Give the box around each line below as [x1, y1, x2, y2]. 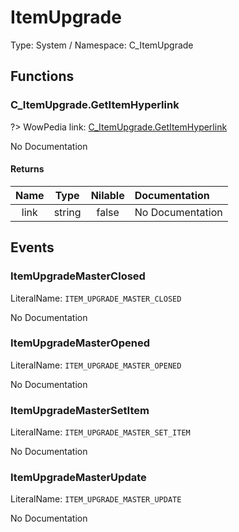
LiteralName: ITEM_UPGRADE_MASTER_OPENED [10, 359, 182, 371]
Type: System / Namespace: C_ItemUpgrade [10, 39, 194, 51]
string [53, 205, 82, 219]
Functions [10, 68, 75, 85]
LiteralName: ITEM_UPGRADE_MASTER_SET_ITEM [10, 426, 191, 438]
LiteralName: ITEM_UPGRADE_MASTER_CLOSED [10, 292, 182, 304]
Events [10, 239, 55, 256]
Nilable [90, 188, 125, 202]
